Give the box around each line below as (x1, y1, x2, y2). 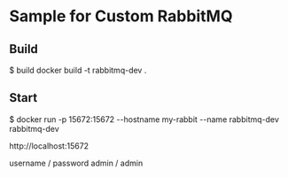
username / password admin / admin (9, 158, 144, 168)
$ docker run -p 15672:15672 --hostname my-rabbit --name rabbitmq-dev (9, 113, 279, 125)
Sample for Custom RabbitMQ (9, 6, 233, 27)
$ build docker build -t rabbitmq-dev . (9, 65, 147, 75)
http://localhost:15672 (9, 140, 90, 151)
